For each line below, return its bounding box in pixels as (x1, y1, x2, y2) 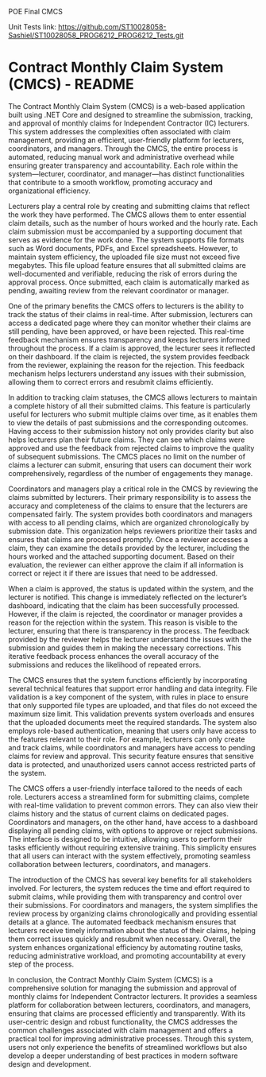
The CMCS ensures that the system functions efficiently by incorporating (8, 675, 248, 684)
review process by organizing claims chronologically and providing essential (8, 908, 258, 918)
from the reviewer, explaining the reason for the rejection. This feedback (8, 360, 245, 370)
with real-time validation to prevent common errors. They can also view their (8, 800, 258, 810)
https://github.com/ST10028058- (58, 22, 167, 31)
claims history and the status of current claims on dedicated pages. (8, 808, 229, 818)
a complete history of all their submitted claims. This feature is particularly (8, 401, 251, 410)
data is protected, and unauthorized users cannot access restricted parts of (8, 759, 256, 769)
